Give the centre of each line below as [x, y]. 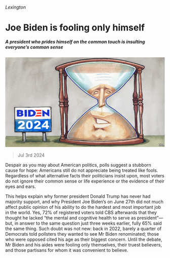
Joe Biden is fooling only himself [75, 27]
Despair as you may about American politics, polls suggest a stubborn [78, 165]
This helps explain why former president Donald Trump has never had [78, 196]
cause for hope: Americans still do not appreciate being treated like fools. [82, 170]
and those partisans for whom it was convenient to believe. [67, 250]
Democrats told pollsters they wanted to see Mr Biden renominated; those [82, 234]
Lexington [16, 7]
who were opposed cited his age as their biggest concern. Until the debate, [84, 239]
